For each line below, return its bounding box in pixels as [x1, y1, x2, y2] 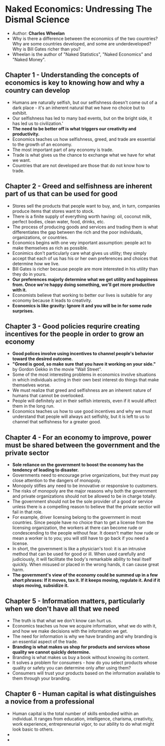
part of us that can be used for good [5, 190, 118, 198]
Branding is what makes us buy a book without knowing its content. [12, 655, 149, 660]
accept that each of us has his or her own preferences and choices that [12, 255, 158, 261]
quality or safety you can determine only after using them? [12, 665, 132, 670]
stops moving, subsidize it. [12, 582, 69, 588]
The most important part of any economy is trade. [12, 147, 114, 153]
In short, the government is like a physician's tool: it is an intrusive [12, 546, 146, 552]
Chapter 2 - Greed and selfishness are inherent [5, 182, 153, 191]
